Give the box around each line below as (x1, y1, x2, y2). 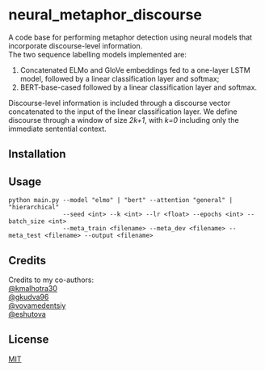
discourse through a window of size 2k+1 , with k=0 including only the (8, 115, 240, 124)
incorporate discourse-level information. (8, 40, 143, 50)
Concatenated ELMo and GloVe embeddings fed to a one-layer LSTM (19, 65, 250, 74)
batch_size (8, 217, 45, 226)
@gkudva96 (8, 292, 49, 301)
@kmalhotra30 (8, 283, 58, 293)
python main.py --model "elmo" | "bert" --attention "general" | (8, 196, 233, 204)
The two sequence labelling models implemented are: (8, 49, 187, 59)
